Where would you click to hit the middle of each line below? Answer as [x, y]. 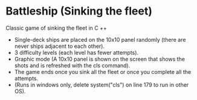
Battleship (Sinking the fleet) [79, 11]
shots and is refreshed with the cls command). [72, 65]
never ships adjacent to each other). [60, 46]
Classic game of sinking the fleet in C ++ [56, 28]
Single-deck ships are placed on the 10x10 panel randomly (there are [100, 39]
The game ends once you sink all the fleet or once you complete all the [103, 72]
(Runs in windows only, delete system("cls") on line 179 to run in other [102, 85]
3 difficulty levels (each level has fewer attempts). [76, 52]
